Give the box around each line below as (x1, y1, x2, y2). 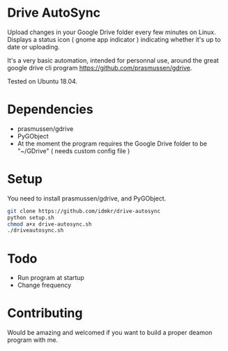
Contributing (7, 305, 83, 321)
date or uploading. (7, 42, 61, 51)
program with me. (7, 336, 59, 344)
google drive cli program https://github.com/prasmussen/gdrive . (7, 63, 192, 72)
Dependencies (7, 102, 93, 118)
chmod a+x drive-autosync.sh (7, 221, 92, 228)
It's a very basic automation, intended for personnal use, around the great (7, 56, 220, 64)
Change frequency (17, 281, 72, 290)
